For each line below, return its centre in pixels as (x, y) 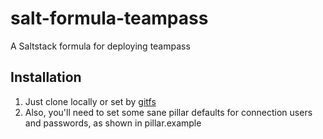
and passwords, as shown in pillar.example (113, 123)
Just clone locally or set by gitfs (90, 101)
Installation (46, 77)
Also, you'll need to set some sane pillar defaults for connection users (168, 112)
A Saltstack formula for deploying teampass (100, 46)
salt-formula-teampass (109, 18)
